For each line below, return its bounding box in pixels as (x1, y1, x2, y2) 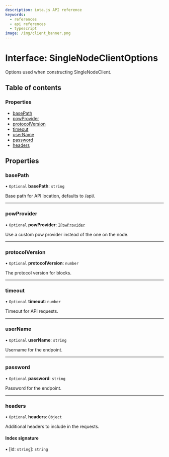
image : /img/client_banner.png (5, 31, 71, 36)
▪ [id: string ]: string (5, 446, 48, 452)
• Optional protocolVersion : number (5, 260, 79, 266)
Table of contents (5, 83, 61, 92)
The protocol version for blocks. (5, 269, 72, 276)
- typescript (10, 26, 37, 31)
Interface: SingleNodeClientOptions (5, 52, 158, 64)
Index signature (5, 435, 39, 441)
